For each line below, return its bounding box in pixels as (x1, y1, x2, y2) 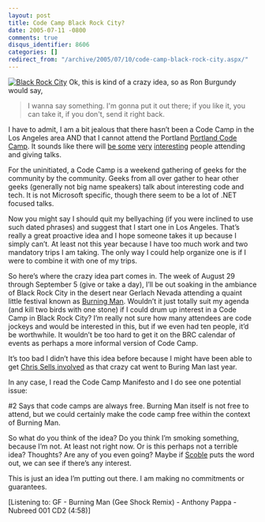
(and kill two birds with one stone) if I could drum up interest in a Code (8, 305, 237, 314)
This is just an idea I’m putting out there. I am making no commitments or (8, 473, 244, 483)
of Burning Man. (8, 418, 61, 427)
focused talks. (8, 198, 54, 208)
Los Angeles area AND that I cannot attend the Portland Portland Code (8, 133, 237, 142)
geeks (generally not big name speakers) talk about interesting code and (8, 182, 244, 191)
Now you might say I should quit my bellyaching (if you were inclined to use (8, 214, 254, 223)
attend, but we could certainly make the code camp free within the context (8, 409, 251, 419)
